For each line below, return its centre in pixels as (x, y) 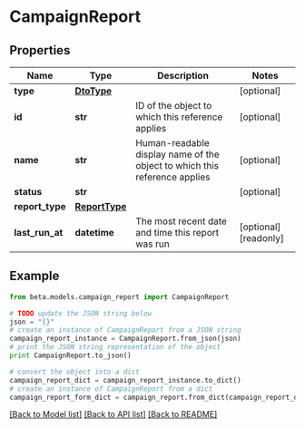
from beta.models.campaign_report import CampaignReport (119, 297)
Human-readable (173, 143)
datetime (95, 233)
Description (183, 76)
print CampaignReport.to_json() (70, 355)
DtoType (93, 91)
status (28, 192)
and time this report (177, 233)
